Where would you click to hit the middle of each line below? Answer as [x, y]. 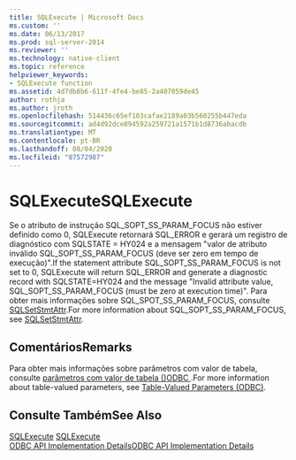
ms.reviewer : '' [39, 50]
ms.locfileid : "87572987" [57, 157]
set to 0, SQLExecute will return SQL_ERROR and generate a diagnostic [138, 272]
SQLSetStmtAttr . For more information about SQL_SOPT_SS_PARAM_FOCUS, [148, 310]
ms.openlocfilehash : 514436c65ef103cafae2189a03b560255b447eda [128, 116]
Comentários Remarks [71, 347]
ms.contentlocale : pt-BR [55, 141]
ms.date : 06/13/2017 [47, 34]
